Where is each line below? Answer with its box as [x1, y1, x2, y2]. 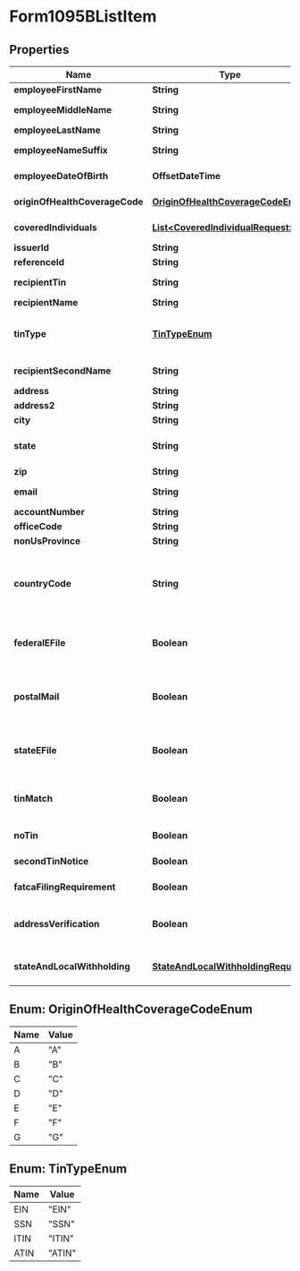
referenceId [13, 256, 65, 268]
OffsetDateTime [151, 170, 221, 182]
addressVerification [13, 918, 100, 930]
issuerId [13, 242, 50, 253]
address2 [13, 399, 55, 411]
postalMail [13, 691, 60, 702]
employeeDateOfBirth [13, 170, 109, 182]
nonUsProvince [13, 535, 81, 547]
